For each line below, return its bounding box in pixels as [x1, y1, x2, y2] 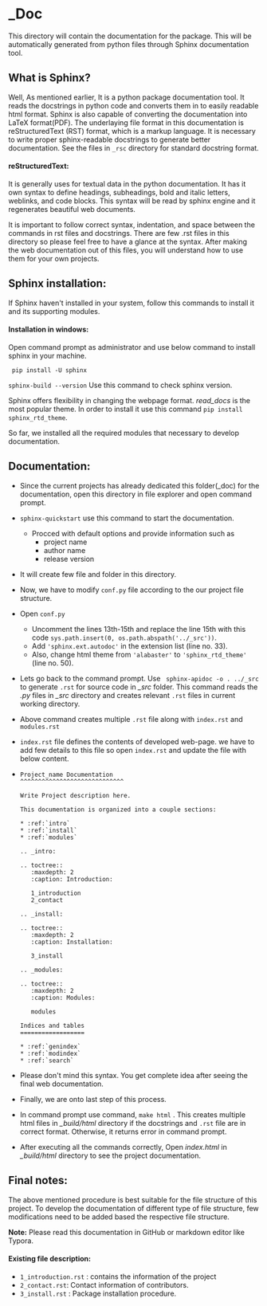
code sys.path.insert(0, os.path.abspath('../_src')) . [31, 633, 218, 642]
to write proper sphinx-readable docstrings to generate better [8, 135, 211, 144]
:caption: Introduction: [30, 875, 113, 883]
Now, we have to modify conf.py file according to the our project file [19, 585, 245, 594]
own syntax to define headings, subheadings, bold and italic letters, [8, 187, 230, 197]
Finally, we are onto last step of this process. [19, 1094, 167, 1104]
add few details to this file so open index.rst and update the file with [19, 745, 247, 755]
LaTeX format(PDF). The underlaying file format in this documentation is [8, 117, 245, 127]
